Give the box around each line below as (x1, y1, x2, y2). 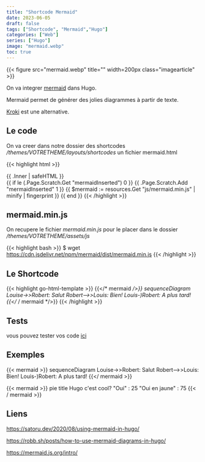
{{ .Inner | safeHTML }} (6, 172, 64, 180)
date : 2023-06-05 (6, 15, 51, 21)
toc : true (6, 49, 32, 55)
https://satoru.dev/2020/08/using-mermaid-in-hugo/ (6, 425, 140, 433)
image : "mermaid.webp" (6, 44, 64, 50)
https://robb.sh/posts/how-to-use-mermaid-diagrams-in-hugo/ (6, 437, 166, 444)
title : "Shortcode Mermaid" (6, 9, 78, 15)
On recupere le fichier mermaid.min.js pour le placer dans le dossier (6, 226, 178, 233)
